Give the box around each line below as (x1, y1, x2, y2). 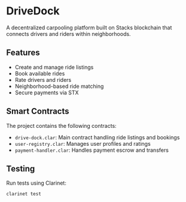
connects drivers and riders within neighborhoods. (6, 30, 131, 37)
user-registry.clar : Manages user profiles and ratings (14, 140, 151, 147)
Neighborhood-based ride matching (14, 82, 104, 90)
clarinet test (6, 191, 42, 197)
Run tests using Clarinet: (6, 179, 67, 186)
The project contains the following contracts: (6, 122, 117, 129)
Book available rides (14, 70, 65, 77)
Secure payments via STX (14, 88, 79, 96)
